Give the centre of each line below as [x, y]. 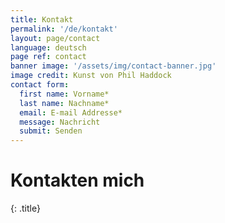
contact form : [40, 85]
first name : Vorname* [64, 94]
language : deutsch [48, 47]
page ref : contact [48, 57]
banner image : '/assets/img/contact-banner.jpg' [113, 66]
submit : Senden [51, 131]
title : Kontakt [42, 19]
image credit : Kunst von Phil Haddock [91, 76]
